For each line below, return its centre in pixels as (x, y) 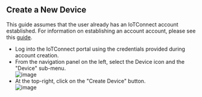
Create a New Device (46, 10)
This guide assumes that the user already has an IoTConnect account (93, 24)
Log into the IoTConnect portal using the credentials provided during (100, 49)
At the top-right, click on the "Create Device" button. (80, 81)
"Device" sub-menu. (40, 68)
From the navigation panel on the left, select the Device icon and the (100, 61)
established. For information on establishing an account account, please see (101, 31)
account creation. (37, 55)
